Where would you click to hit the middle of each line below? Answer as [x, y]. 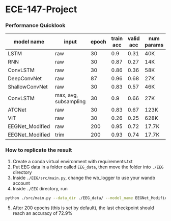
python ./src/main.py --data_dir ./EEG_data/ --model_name [69, 198]
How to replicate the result [39, 150]
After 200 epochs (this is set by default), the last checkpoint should [83, 208]
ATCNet [17, 110]
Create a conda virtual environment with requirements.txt [73, 161]
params [154, 45]
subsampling [70, 102]
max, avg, [67, 95]
